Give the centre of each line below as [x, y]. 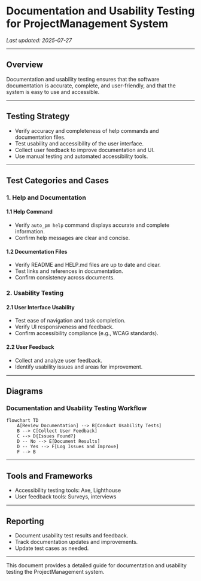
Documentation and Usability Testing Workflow [77, 408]
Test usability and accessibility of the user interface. [79, 143]
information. [30, 232]
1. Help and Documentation [46, 197]
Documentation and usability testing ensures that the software [83, 79]
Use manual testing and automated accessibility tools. [81, 156]
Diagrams [25, 391]
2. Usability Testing [35, 293]
